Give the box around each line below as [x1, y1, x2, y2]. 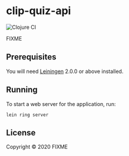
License [6, 128, 36, 138]
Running [6, 85, 38, 95]
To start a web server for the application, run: [6, 100, 116, 107]
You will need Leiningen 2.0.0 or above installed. [6, 68, 124, 75]
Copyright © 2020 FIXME [6, 143, 68, 151]
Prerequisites [6, 52, 57, 62]
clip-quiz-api [6, 4, 71, 18]
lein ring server [6, 112, 49, 118]
